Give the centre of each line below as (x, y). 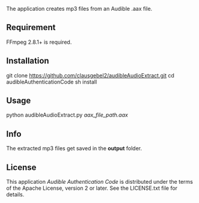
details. (15, 195)
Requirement (31, 27)
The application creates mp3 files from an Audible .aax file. (79, 9)
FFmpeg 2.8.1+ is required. (39, 42)
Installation (28, 61)
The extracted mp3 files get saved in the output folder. (74, 148)
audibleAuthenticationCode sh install (52, 82)
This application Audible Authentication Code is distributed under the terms (100, 182)
